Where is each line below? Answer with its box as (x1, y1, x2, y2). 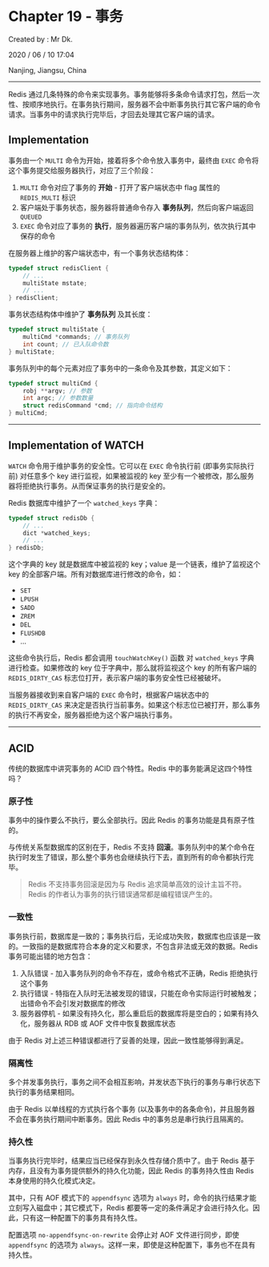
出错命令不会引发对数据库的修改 (19, 999, 126, 1008)
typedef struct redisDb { (8, 514, 94, 522)
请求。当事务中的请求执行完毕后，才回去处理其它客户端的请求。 (8, 109, 219, 119)
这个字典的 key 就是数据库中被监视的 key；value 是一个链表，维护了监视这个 (8, 559, 261, 569)
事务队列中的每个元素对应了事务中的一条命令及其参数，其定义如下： (8, 363, 233, 373)
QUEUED (19, 213, 42, 221)
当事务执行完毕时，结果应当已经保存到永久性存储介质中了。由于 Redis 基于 (8, 1156, 255, 1166)
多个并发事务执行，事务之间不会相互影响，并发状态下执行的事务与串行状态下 (8, 1077, 261, 1087)
